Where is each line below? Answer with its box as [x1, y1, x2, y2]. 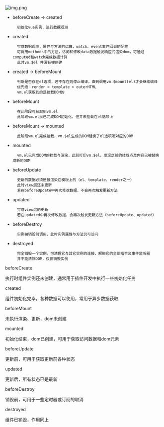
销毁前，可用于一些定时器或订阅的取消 [5, 397, 83, 402]
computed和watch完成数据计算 [12, 55, 68, 60]
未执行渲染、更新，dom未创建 [5, 316, 67, 322]
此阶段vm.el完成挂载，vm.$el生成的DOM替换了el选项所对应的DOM [17, 134, 133, 139]
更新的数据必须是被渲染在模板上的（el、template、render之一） [17, 177, 134, 182]
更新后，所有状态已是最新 [5, 376, 58, 382]
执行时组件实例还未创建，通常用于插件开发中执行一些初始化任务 [5, 275, 136, 281]
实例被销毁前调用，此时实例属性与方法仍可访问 [17, 232, 98, 237]
